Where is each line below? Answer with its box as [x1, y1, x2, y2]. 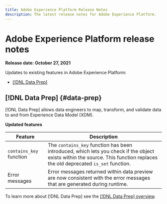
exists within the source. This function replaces [48, 154, 158, 161]
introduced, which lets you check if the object [48, 148, 155, 155]
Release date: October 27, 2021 [5, 60, 71, 66]
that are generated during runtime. [48, 181, 128, 188]
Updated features [5, 122, 42, 128]
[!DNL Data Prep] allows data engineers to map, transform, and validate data [5, 107, 162, 113]
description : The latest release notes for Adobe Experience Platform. [5, 12, 157, 17]
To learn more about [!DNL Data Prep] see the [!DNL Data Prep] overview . [5, 194, 156, 200]
